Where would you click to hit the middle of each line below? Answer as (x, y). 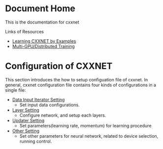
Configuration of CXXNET (59, 66)
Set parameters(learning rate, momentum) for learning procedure (85, 125)
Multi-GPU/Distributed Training (43, 46)
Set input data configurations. (50, 105)
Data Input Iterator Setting (38, 99)
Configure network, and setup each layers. (63, 115)
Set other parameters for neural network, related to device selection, (89, 136)
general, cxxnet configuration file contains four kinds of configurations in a (81, 85)
